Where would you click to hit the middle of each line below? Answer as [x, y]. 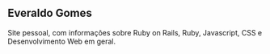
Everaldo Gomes [50, 13]
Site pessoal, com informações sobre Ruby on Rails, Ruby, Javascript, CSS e [135, 32]
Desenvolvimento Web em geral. [62, 41]
